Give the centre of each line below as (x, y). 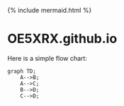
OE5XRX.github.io (62, 39)
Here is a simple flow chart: (47, 58)
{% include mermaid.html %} (50, 10)
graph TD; (22, 71)
